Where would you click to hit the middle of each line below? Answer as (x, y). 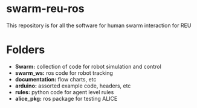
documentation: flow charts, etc (56, 79)
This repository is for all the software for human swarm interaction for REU (99, 25)
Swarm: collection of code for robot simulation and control (88, 66)
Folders (26, 50)
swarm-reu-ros (45, 9)
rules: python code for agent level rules (64, 92)
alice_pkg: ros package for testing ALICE (66, 98)
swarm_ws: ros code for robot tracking (64, 73)
